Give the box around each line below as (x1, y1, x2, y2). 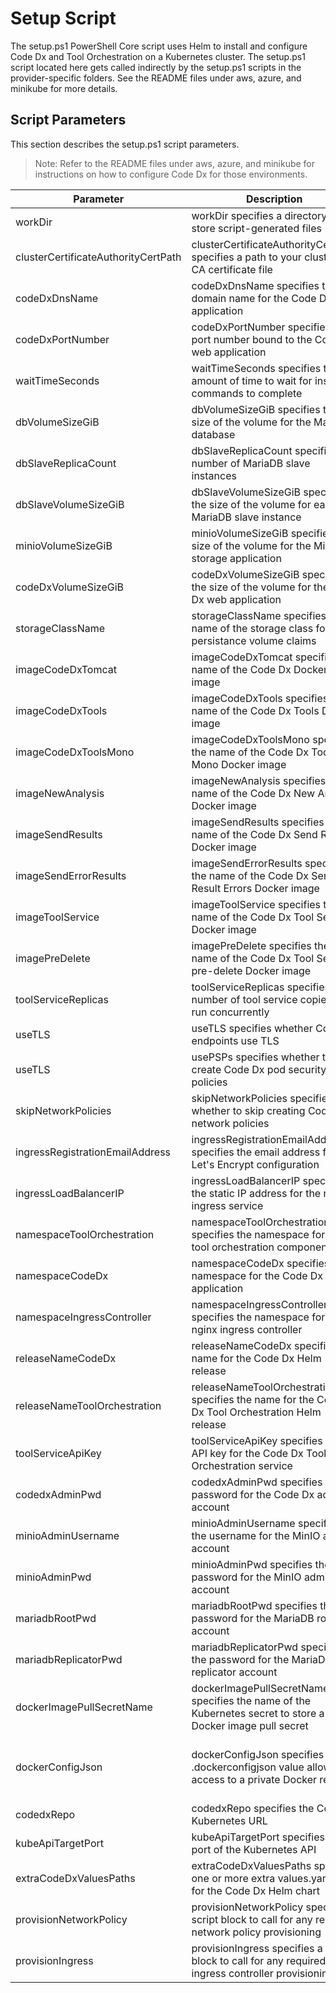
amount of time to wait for (191, 373, 313, 387)
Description (246, 192, 303, 206)
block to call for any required (191, 1953, 327, 1967)
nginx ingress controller (191, 1322, 303, 1336)
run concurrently (191, 1005, 270, 1019)
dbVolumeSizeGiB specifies (191, 402, 321, 416)
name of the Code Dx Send (191, 827, 318, 841)
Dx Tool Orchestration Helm (191, 1405, 322, 1419)
